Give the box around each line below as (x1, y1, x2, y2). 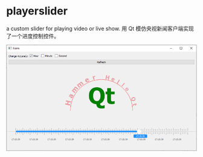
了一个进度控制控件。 (6, 32, 59, 40)
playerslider (6, 4, 68, 18)
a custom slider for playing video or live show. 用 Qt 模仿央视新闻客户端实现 (6, 25, 195, 32)
